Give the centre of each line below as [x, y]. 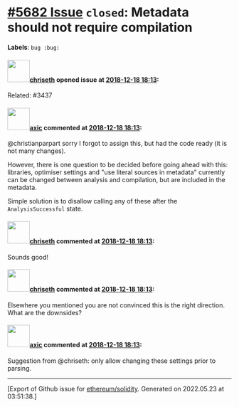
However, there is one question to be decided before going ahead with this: [118, 165]
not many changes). [37, 151]
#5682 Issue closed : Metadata [99, 12]
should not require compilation [100, 27]
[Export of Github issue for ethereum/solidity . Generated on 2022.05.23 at [116, 388]
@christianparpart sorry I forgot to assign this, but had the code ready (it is [117, 144]
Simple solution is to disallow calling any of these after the [92, 201]
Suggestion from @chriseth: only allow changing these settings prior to [112, 361]
